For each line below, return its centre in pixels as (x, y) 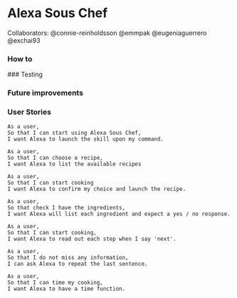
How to (20, 58)
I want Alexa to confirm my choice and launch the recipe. (97, 189)
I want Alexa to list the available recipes (74, 164)
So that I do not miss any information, (68, 258)
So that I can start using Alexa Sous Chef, (74, 133)
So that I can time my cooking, (55, 283)
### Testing (25, 74)
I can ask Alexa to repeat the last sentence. (78, 264)
